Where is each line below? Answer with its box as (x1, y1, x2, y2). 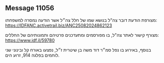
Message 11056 (5, 4, 55, 12)
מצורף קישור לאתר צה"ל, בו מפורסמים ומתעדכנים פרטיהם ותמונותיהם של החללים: (5, 32, 159, 38)
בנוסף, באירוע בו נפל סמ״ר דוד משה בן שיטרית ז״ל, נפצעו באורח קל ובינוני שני (5, 47, 152, 53)
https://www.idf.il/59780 (5, 37, 55, 43)
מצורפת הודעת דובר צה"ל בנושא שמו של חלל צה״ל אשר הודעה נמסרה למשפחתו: (5, 17, 158, 23)
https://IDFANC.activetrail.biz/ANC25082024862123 (5, 22, 112, 28)
